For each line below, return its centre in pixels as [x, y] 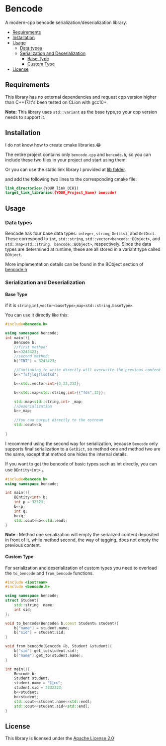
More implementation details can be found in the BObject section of [74, 264]
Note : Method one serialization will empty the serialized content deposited [82, 535]
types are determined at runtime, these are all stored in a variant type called [83, 249]
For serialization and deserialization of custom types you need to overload [81, 568]
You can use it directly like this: [37, 315]
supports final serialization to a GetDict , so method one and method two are [83, 448]
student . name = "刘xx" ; [38, 683]
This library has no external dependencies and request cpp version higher [81, 97]
